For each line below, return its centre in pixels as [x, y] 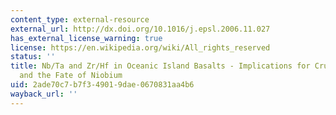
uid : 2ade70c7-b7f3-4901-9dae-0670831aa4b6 [102, 85]
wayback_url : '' [44, 94]
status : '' [33, 57]
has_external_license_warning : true [86, 38]
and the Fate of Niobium [71, 76]
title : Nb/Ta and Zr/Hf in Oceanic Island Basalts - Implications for [160, 66]
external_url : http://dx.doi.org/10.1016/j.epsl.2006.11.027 [140, 29]
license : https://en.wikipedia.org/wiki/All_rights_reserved [140, 47]
